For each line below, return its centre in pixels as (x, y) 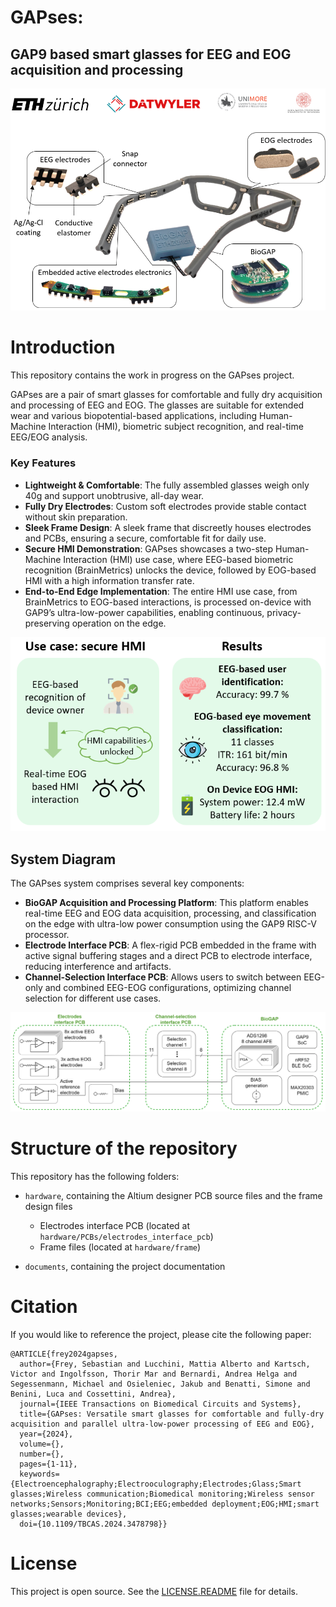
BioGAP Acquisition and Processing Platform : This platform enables (166, 903)
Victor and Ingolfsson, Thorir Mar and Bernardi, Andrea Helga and (154, 1374)
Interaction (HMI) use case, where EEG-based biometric (178, 559)
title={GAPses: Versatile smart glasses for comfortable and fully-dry (172, 1414)
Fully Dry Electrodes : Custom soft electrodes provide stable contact (165, 506)
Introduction (63, 347)
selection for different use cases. (93, 998)
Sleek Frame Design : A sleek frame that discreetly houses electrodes (168, 527)
